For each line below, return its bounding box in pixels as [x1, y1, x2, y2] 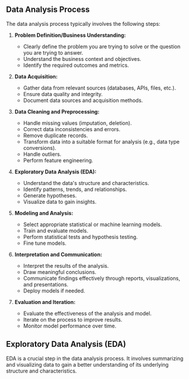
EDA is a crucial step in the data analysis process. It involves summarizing [6, 354, 184, 362]
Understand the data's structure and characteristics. [23, 179, 150, 186]
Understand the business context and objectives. [23, 55, 142, 62]
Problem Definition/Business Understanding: [14, 32, 127, 39]
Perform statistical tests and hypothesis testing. [23, 233, 138, 240]
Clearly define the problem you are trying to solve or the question [23, 43, 181, 50]
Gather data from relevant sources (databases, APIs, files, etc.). [23, 84, 176, 91]
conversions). [23, 144, 57, 151]
